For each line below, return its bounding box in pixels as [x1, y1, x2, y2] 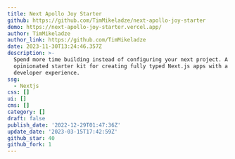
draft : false [7, 115, 46, 122]
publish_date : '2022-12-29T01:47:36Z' [7, 121, 121, 129]
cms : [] [7, 102, 30, 109]
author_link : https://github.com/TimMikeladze [7, 37, 146, 44]
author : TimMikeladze [7, 30, 71, 37]
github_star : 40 [7, 134, 55, 141]
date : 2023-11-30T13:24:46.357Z [7, 43, 102, 50]
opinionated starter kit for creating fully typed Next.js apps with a [13, 63, 229, 70]
